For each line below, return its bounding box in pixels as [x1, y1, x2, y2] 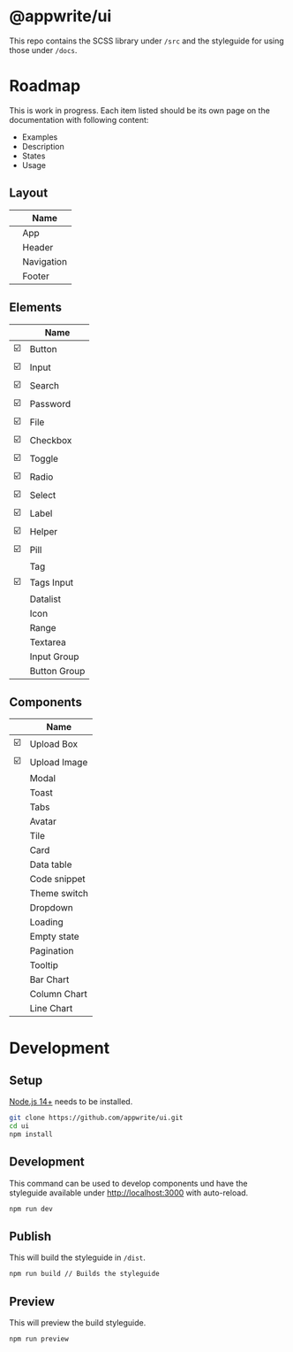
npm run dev [9, 1204, 53, 1213]
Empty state [29, 931, 79, 943]
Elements [9, 300, 63, 315]
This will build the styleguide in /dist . [9, 1252, 146, 1263]
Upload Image [29, 756, 88, 768]
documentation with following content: [9, 114, 149, 125]
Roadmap [9, 76, 81, 96]
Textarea [29, 635, 66, 648]
